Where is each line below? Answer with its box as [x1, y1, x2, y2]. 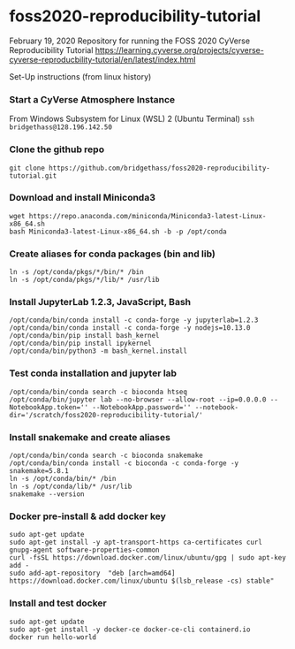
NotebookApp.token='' [9, 402, 89, 412]
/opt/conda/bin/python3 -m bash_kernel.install [9, 347, 188, 355]
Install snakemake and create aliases [9, 431, 170, 443]
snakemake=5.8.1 [9, 467, 69, 476]
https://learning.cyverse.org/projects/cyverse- [95, 44, 265, 55]
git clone [9, 164, 46, 172]
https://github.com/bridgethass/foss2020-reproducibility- [48, 164, 271, 172]
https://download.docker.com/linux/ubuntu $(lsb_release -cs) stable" [9, 576, 275, 585]
